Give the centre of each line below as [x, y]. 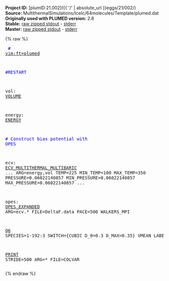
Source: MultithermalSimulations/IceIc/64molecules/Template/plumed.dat [82, 13]
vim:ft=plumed [23, 54]
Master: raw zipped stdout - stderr [41, 29]
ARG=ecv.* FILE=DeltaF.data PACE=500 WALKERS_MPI [68, 212]
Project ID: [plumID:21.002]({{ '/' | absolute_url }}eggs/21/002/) [71, 8]
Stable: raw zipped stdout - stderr [41, 24]
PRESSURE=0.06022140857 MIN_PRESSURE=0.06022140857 [70, 178]
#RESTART [16, 72]
